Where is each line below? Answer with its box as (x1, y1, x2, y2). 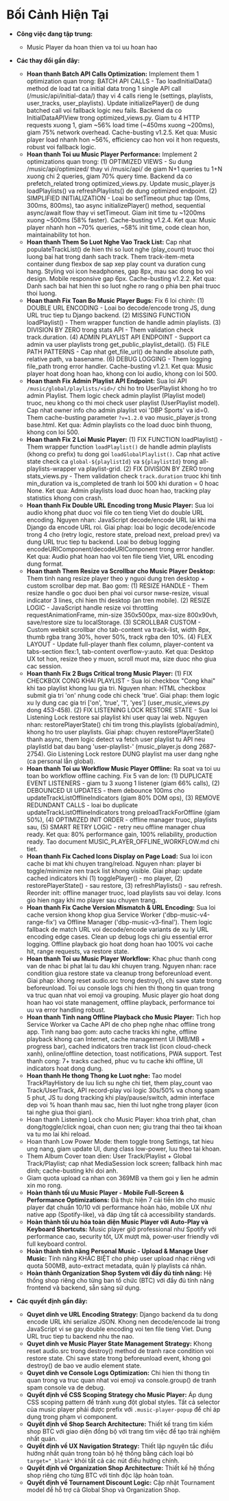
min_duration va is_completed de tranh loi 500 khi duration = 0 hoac (26, 479, 219, 487)
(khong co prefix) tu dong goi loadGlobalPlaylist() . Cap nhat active (26, 449, 221, 458)
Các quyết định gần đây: (16, 1297, 88, 1305)
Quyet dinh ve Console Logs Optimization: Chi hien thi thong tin (26, 1368, 210, 1376)
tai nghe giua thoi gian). (26, 1108, 94, 1116)
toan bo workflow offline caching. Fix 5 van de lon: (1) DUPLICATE (26, 771, 213, 780)
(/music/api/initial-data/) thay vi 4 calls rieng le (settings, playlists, (26, 92, 213, 100)
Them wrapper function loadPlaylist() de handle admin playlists (26, 443, 212, 451)
